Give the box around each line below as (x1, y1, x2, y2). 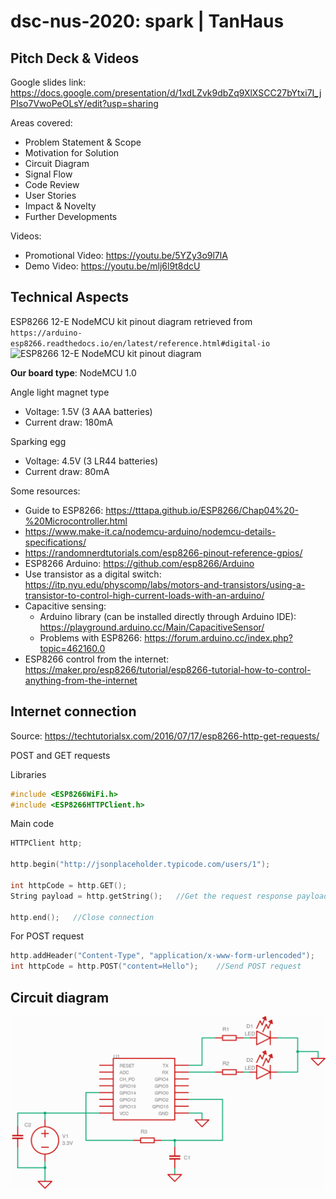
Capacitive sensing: (24, 600, 107, 612)
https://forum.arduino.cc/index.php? (144, 631, 293, 644)
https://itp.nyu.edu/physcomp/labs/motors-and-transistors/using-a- (24, 578, 306, 590)
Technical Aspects (10, 289, 130, 306)
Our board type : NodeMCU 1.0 (10, 366, 137, 379)
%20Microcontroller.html (24, 515, 128, 527)
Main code (10, 818, 55, 830)
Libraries (10, 768, 47, 780)
